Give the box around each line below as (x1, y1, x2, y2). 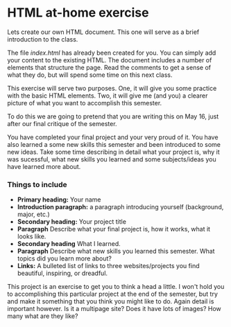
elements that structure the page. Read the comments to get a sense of (7, 63, 212, 71)
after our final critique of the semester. (7, 119, 117, 127)
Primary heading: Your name (17, 195, 101, 204)
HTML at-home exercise (7, 5, 149, 21)
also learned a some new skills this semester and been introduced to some (7, 140, 221, 148)
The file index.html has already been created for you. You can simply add (7, 48, 216, 57)
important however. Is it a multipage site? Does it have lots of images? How (7, 305, 222, 313)
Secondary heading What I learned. (17, 240, 121, 248)
